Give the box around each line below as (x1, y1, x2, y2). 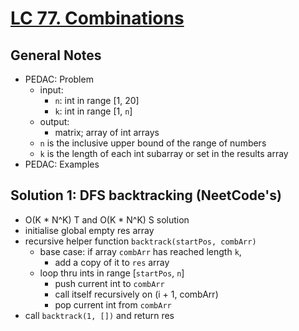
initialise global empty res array (24, 224, 155, 236)
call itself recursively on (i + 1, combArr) (54, 288, 219, 300)
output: (39, 116, 70, 127)
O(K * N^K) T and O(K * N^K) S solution (24, 213, 190, 226)
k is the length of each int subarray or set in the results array (39, 148, 289, 159)
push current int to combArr (54, 277, 165, 289)
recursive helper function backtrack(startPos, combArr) (24, 235, 257, 247)
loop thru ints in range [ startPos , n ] (39, 267, 185, 279)
